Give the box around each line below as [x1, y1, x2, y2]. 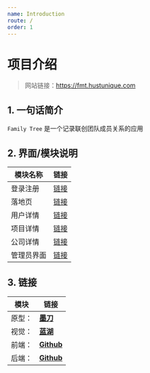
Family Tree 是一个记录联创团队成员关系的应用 [7, 124, 144, 133]
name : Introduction [7, 10, 65, 18]
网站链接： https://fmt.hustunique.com [24, 81, 136, 90]
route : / [7, 17, 33, 24]
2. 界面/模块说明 [7, 147, 78, 159]
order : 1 [7, 23, 33, 31]
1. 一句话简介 [7, 104, 64, 116]
